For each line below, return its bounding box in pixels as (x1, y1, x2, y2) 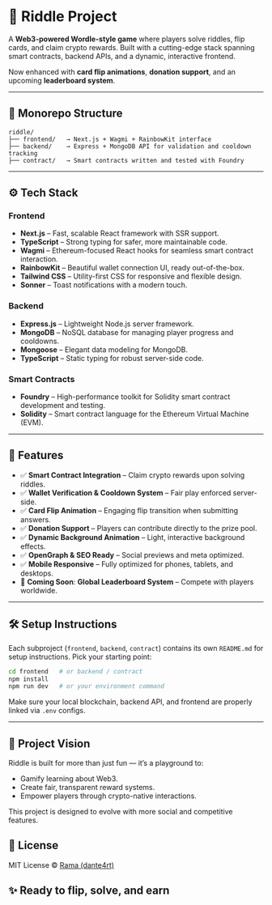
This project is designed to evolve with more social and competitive (8, 807, 233, 817)
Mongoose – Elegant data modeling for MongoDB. (19, 344, 189, 355)
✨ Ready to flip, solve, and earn (8, 884, 170, 898)
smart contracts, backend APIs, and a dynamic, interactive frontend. (8, 51, 236, 61)
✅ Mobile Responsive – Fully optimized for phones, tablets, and (19, 559, 233, 569)
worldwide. (19, 585, 58, 595)
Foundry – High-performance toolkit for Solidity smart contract (19, 392, 231, 402)
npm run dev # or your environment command (8, 682, 164, 690)
